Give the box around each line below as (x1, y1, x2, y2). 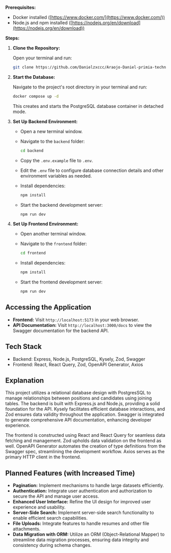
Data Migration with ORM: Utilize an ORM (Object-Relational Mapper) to (12, 532, 165, 538)
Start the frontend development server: (20, 279, 103, 285)
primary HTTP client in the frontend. (5, 454, 81, 460)
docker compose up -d (12, 94, 59, 99)
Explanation (5, 376, 44, 385)
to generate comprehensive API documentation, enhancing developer (5, 417, 152, 423)
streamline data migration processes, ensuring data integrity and (12, 537, 149, 543)
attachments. (12, 526, 41, 532)
